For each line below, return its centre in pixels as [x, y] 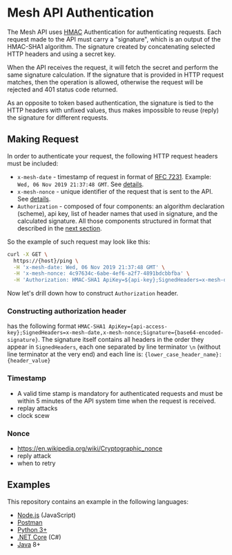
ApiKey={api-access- [138, 327]
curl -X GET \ [28, 254]
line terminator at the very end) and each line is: [75, 354]
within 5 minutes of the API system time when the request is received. [116, 401]
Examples [29, 485]
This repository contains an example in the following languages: [98, 501]
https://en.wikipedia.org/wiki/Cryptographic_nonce [90, 448]
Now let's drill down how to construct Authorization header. [93, 293]
